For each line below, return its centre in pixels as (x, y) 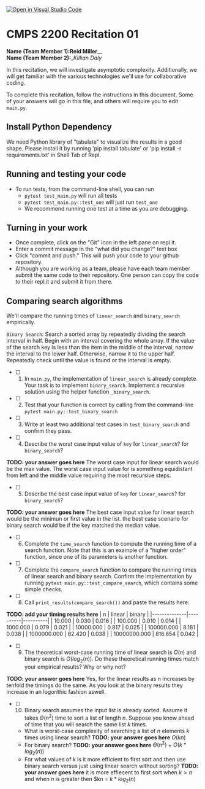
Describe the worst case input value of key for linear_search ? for (106, 444)
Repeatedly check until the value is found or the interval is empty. (89, 360)
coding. (16, 82)
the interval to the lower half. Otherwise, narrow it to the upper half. (91, 354)
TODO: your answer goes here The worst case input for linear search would (102, 462)
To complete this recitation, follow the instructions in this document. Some (100, 95)
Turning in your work (47, 227)
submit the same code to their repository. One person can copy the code (107, 275)
